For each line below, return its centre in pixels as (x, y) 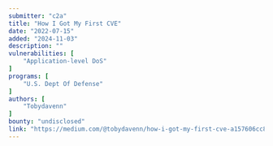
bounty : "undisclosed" (47, 122)
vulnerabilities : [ (41, 54)
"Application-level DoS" (65, 62)
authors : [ (27, 99)
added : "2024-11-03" (43, 39)
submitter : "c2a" (38, 16)
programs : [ (28, 76)
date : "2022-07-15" (41, 31)
